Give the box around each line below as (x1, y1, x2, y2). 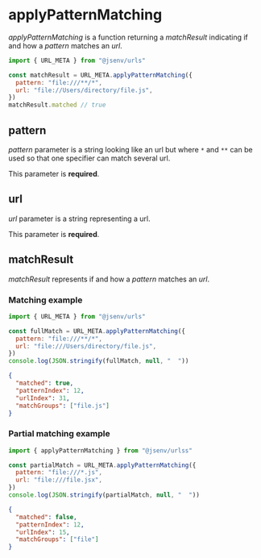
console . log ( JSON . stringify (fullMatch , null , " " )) (8, 357, 189, 365)
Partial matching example (8, 428, 110, 439)
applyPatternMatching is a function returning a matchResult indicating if (8, 32, 248, 42)
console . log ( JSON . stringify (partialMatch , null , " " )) (8, 491, 200, 499)
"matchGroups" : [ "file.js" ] (15, 402, 110, 410)
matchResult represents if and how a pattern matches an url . (8, 274, 210, 284)
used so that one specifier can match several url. (8, 153, 171, 163)
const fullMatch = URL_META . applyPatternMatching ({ (8, 327, 185, 335)
